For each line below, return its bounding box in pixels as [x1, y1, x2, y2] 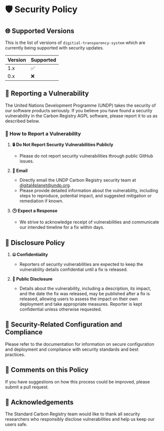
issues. [19, 158, 34, 164]
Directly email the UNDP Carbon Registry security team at [19, 177, 136, 183]
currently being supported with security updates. [5, 45, 104, 50]
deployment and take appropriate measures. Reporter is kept [19, 301, 142, 307]
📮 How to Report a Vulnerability [5, 130, 81, 137]
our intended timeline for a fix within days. [19, 224, 104, 230]
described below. [5, 118, 40, 124]
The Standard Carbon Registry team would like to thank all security [5, 411, 141, 417]
